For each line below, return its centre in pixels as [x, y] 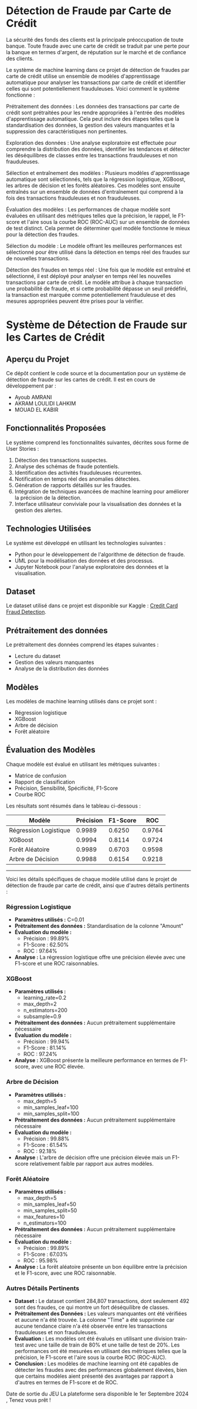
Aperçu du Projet [38, 359]
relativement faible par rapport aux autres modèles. [92, 1163]
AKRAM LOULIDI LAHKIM [45, 403]
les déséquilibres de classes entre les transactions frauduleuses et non [92, 155]
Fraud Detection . [26, 612]
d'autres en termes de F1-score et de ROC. [66, 1382]
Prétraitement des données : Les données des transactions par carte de [93, 106]
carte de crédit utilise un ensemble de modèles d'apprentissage [83, 76]
